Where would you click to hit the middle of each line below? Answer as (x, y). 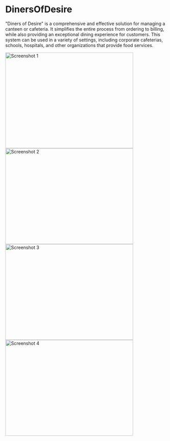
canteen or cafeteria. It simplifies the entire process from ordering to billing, (85, 29)
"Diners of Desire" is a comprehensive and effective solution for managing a (85, 24)
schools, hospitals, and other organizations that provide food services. (79, 45)
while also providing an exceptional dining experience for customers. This (83, 34)
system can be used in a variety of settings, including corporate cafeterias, (84, 40)
